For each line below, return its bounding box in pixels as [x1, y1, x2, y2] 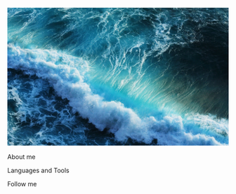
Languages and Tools [7, 166, 70, 174]
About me [7, 153, 36, 161]
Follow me [7, 180, 37, 188]
